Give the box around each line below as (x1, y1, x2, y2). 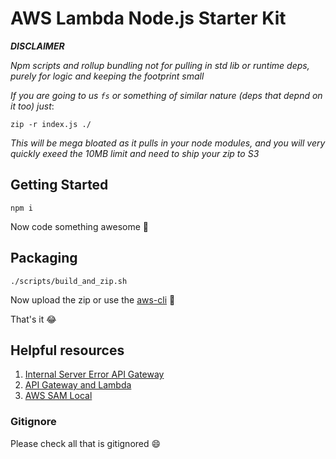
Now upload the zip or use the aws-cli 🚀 (10, 293, 176, 306)
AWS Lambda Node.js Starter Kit (10, 7, 287, 30)
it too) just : (10, 100, 55, 112)
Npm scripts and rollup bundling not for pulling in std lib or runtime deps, (10, 59, 310, 71)
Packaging (10, 250, 78, 267)
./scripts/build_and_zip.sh (10, 276, 128, 286)
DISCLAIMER (10, 40, 65, 52)
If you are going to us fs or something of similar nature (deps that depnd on (10, 89, 323, 101)
